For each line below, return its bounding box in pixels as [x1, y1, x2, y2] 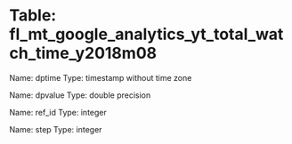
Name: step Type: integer [9, 124, 102, 134]
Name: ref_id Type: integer [9, 107, 107, 117]
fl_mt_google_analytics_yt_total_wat [9, 24, 284, 44]
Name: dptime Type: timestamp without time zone [9, 72, 192, 83]
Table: [9, 5, 57, 26]
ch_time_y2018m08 [9, 44, 158, 63]
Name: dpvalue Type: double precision [9, 90, 151, 100]
